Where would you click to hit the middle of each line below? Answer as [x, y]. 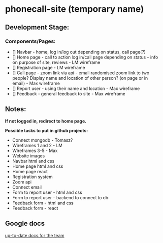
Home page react [30, 171]
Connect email [27, 187]
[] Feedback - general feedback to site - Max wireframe [69, 93]
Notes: [16, 109]
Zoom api [22, 182]
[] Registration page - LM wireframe [49, 67]
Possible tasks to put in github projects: [47, 130]
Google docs [25, 224]
